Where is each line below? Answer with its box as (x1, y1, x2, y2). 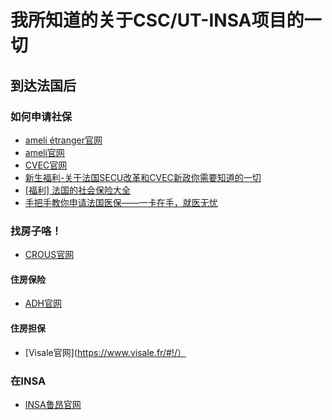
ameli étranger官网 (24, 134, 103, 146)
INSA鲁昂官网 (24, 398, 82, 410)
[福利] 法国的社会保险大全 (24, 184, 131, 196)
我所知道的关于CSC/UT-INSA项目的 (10, 9, 305, 32)
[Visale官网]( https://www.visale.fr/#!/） (24, 346, 187, 358)
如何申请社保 (10, 109, 73, 123)
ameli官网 (24, 146, 65, 158)
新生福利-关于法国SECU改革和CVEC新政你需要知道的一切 (24, 171, 262, 183)
